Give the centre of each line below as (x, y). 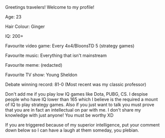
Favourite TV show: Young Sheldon (41, 75)
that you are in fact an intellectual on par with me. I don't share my (73, 110)
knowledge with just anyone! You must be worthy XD (59, 115)
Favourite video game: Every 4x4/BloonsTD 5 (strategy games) (70, 46)
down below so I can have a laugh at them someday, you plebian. (72, 130)
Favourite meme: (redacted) (34, 65)
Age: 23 (13, 17)
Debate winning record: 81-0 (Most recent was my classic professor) (76, 84)
